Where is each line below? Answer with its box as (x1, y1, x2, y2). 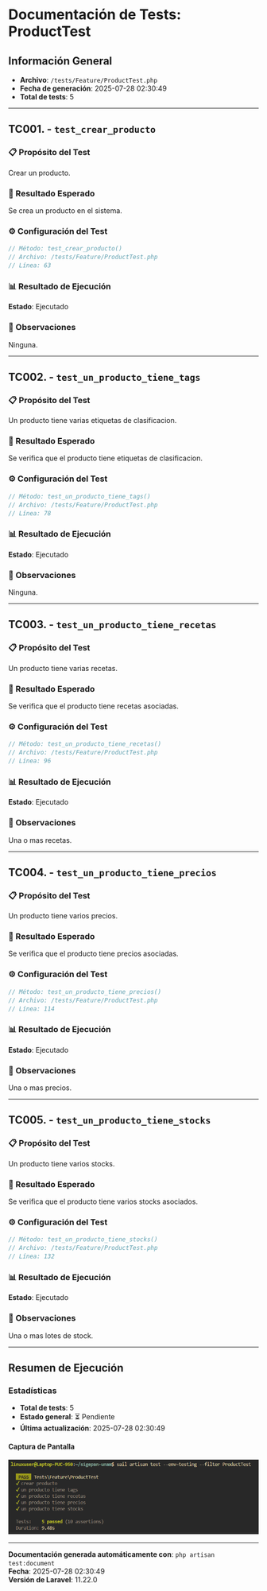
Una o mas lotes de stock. (8, 1330, 94, 1341)
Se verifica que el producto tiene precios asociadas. (8, 949, 179, 959)
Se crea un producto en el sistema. (8, 205, 123, 215)
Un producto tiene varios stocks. (8, 1158, 115, 1168)
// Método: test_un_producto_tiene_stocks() (8, 1236, 158, 1244)
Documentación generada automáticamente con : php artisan (8, 1549, 215, 1559)
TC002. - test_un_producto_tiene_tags (8, 370, 201, 383)
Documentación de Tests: (8, 6, 181, 24)
